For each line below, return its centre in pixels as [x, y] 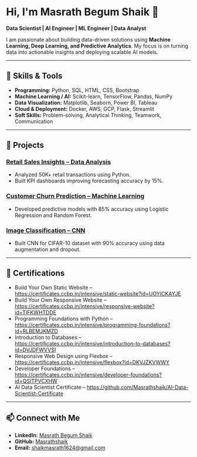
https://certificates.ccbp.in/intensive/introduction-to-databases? [93, 343]
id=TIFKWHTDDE [35, 312]
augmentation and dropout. [47, 249]
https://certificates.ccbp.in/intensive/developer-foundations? [88, 374]
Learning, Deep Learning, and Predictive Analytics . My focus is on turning [97, 46]
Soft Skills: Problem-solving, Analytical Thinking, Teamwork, [88, 115]
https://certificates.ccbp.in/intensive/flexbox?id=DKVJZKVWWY [92, 362]
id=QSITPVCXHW [36, 381]
